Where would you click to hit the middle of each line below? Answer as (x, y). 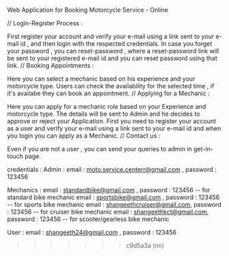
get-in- (203, 149)
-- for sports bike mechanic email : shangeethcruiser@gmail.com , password (114, 204)
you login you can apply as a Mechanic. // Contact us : (84, 136)
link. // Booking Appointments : (51, 65)
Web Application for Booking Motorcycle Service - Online (88, 10)
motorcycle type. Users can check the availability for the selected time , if (111, 86)
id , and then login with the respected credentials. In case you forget (116, 43)
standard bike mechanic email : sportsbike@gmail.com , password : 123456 (113, 197)
